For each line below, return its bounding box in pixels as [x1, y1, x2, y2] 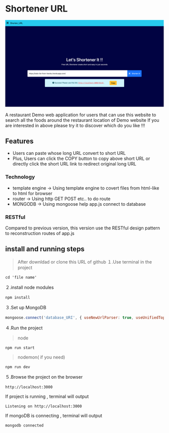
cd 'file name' [5, 275, 37, 280]
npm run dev [5, 364, 30, 370]
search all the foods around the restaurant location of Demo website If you [5, 117, 159, 123]
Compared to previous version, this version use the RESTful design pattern [5, 225, 160, 231]
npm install [5, 295, 30, 300]
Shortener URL [5, 3, 68, 15]
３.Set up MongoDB [5, 304, 47, 310]
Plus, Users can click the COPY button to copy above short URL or [12, 155, 150, 161]
